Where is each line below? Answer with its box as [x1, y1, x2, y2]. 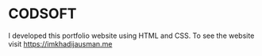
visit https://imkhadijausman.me [8, 39, 113, 48]
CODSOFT [8, 5, 77, 23]
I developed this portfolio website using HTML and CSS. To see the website [8, 31, 255, 40]
